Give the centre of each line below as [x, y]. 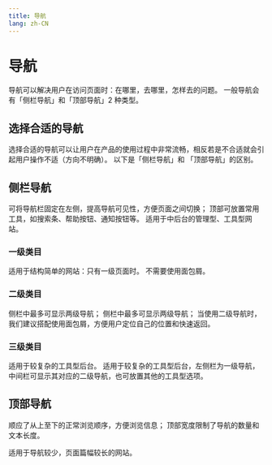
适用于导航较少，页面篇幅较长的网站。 [72, 452]
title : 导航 [27, 16]
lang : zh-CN [28, 24]
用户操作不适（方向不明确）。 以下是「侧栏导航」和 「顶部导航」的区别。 [136, 160]
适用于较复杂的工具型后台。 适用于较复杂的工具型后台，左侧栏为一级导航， [134, 365]
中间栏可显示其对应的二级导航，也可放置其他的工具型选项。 [108, 376]
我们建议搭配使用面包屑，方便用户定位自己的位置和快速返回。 [112, 323]
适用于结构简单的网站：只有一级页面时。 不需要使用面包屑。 [109, 271]
